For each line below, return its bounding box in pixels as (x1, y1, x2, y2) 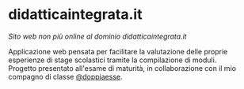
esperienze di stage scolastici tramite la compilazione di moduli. (8, 55, 217, 65)
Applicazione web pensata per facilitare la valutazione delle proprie (8, 46, 228, 56)
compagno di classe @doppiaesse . (8, 72, 123, 81)
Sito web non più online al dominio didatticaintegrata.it (8, 32, 188, 41)
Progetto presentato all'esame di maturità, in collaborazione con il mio (8, 63, 236, 72)
